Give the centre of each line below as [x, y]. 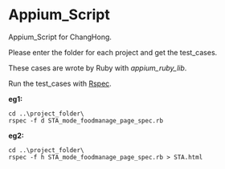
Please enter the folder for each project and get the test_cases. [113, 52]
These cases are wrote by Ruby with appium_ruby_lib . [98, 68]
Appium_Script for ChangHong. [60, 37]
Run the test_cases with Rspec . [60, 83]
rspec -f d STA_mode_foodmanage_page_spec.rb [86, 121]
